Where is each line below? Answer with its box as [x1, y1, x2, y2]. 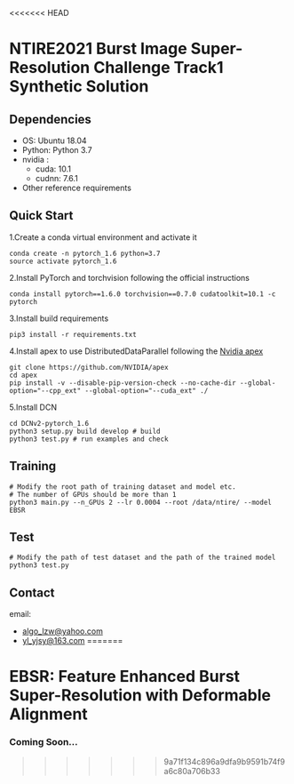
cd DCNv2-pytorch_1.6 [9, 419, 90, 428]
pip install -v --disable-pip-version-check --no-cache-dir [9, 378, 237, 388]
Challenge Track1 [92, 58, 224, 78]
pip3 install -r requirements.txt [9, 330, 138, 339]
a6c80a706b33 [163, 765, 220, 776]
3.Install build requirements [9, 313, 109, 324]
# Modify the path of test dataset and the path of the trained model [9, 553, 276, 563]
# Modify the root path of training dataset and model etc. [9, 482, 237, 492]
